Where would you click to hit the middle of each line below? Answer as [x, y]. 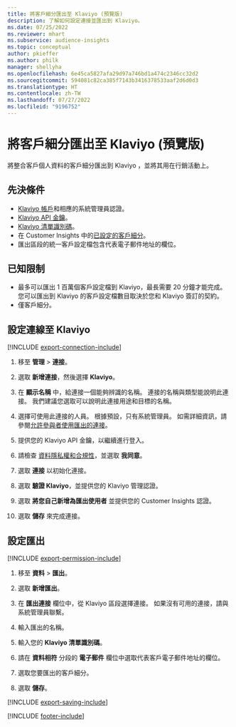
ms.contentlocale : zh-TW [44, 93]
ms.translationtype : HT [43, 87]
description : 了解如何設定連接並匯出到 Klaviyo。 [75, 21]
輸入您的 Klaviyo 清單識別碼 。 [62, 643]
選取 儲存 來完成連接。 [50, 516]
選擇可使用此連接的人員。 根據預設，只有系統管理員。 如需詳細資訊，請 [122, 416]
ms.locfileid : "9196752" [44, 107]
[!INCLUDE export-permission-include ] [64, 558]
